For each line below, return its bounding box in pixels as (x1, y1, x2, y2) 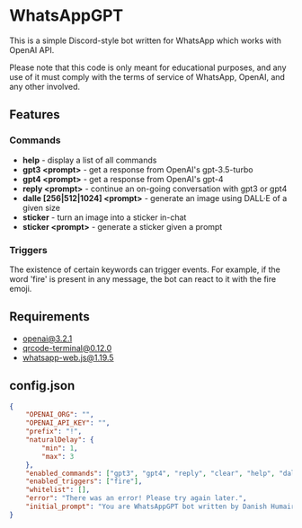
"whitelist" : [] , (25, 486, 91, 495)
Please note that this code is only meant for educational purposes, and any (9, 62, 287, 73)
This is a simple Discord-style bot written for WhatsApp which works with (9, 35, 281, 46)
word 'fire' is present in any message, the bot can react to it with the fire (9, 273, 277, 284)
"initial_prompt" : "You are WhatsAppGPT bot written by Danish (25, 502, 268, 512)
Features (9, 107, 60, 122)
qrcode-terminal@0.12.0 (22, 342, 112, 353)
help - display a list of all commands (22, 154, 157, 165)
